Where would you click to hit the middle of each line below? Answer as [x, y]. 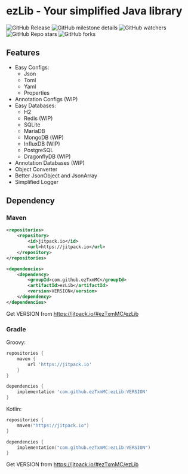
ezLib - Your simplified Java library [94, 11]
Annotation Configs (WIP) [46, 99]
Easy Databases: [36, 105]
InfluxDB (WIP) [42, 144]
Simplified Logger [36, 182]
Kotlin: [14, 409]
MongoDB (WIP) [44, 137]
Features [23, 53]
